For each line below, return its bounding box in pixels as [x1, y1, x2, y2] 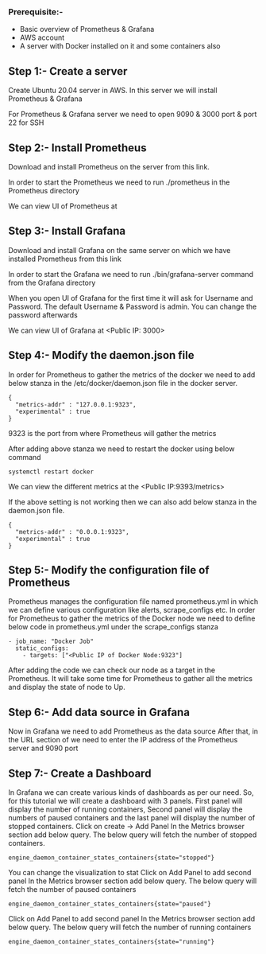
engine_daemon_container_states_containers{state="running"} [8, 937, 215, 945]
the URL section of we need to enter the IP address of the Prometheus [8, 735, 238, 745]
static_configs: [15, 644, 69, 652]
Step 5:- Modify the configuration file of [8, 563, 210, 577]
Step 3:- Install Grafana [8, 224, 126, 238]
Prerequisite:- [8, 6, 64, 18]
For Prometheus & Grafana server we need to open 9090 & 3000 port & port [8, 110, 257, 119]
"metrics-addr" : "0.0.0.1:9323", [15, 528, 129, 535]
